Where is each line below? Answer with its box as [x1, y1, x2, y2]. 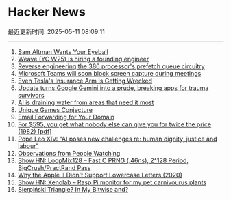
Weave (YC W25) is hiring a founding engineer [17, 55, 149, 63]
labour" [17, 141, 40, 150]
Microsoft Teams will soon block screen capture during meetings [17, 69, 202, 77]
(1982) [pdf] [17, 127, 52, 135]
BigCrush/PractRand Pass [17, 163, 91, 171]
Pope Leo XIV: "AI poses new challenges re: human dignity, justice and [17, 134, 218, 143]
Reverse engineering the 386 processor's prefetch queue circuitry [17, 62, 205, 70]
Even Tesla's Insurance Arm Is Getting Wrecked [17, 76, 153, 85]
